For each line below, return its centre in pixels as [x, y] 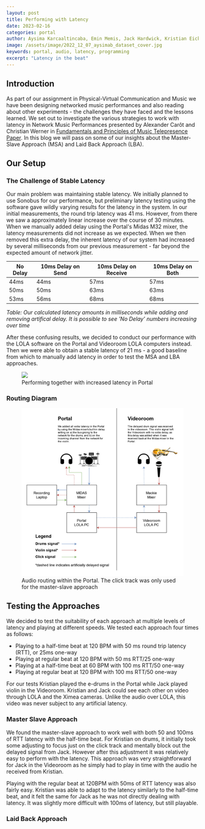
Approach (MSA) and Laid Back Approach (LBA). [83, 144]
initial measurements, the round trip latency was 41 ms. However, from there [102, 214]
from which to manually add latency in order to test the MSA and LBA [93, 357]
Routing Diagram [32, 398]
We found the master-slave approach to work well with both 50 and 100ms [100, 733]
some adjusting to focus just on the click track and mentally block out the [98, 746]
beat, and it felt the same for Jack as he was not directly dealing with [93, 797]
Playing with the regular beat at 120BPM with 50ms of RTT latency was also [101, 784]
